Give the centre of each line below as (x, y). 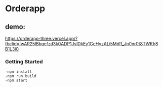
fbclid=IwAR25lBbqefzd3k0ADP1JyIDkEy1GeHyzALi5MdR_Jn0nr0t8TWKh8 (81, 44)
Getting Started (24, 61)
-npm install (19, 72)
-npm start (16, 81)
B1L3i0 (12, 49)
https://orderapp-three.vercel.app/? (41, 38)
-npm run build (21, 76)
